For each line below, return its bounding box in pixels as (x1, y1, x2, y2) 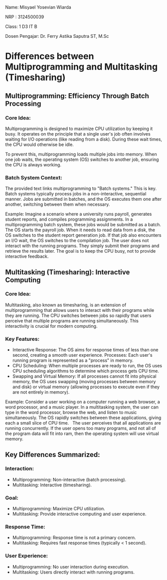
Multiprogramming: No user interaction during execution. (12, 564, 130, 570)
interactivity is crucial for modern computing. (5, 323, 98, 329)
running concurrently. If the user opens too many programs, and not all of (5, 426, 156, 432)
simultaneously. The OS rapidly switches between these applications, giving (5, 415, 162, 421)
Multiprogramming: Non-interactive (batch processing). (12, 476, 127, 482)
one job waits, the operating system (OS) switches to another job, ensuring (5, 156, 159, 162)
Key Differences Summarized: (5, 450, 101, 459)
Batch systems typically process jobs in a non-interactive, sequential (5, 191, 147, 197)
